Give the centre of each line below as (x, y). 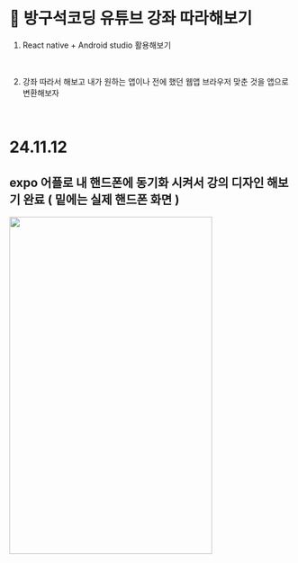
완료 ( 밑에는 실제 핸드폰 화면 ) (101, 199)
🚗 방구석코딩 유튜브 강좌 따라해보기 (131, 18)
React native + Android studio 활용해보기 (97, 45)
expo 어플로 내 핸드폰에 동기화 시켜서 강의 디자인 (137, 182)
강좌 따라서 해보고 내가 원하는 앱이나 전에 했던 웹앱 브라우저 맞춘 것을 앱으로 (156, 81)
